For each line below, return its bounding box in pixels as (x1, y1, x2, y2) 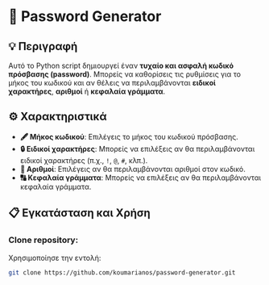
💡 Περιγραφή (8, 40, 78, 53)
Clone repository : (8, 234, 79, 245)
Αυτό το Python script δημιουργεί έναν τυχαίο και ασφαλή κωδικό (8, 61, 234, 70)
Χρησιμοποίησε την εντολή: (8, 253, 101, 262)
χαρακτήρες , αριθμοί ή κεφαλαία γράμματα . (8, 86, 166, 96)
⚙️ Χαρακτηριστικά (8, 110, 107, 124)
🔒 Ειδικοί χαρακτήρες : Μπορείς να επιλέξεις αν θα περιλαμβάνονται (19, 144, 255, 153)
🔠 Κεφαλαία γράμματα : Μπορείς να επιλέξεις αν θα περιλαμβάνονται (19, 173, 262, 182)
